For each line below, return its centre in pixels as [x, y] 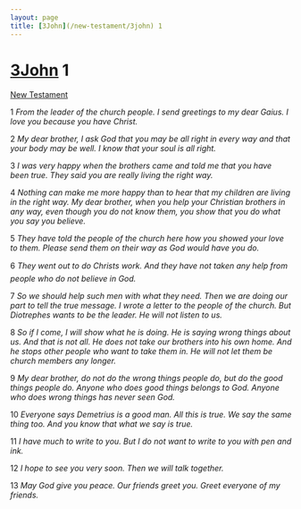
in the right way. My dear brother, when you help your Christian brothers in [148, 202]
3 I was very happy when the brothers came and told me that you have [141, 165]
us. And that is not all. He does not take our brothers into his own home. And [151, 342]
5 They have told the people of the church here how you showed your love [147, 239]
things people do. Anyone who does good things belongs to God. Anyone [145, 388]
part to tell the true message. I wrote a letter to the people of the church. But [150, 306]
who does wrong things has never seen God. [92, 397]
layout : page [34, 17]
